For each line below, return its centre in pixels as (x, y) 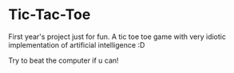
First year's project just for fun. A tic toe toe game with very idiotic (117, 36)
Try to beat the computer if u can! (63, 60)
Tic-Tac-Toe (50, 15)
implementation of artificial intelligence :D (77, 44)
